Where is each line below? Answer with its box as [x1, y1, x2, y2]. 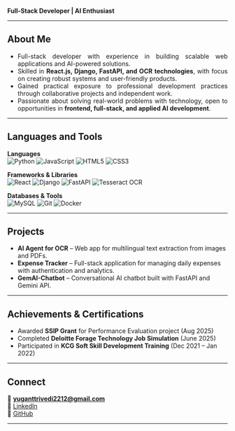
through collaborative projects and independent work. [17, 89, 173, 97]
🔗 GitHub [7, 409, 34, 418]
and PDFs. [17, 252, 48, 260]
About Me [7, 34, 51, 45]
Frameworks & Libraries [7, 170, 78, 178]
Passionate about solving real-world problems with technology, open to [17, 97, 228, 105]
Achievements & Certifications [7, 308, 144, 320]
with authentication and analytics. [17, 267, 115, 275]
